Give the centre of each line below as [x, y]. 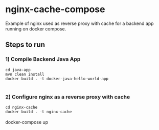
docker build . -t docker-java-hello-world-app [57, 79]
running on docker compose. [36, 28]
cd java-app [18, 70]
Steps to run [25, 45]
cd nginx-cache [21, 107]
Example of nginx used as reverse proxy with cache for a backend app [80, 23]
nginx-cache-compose [55, 9]
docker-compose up [27, 122]
